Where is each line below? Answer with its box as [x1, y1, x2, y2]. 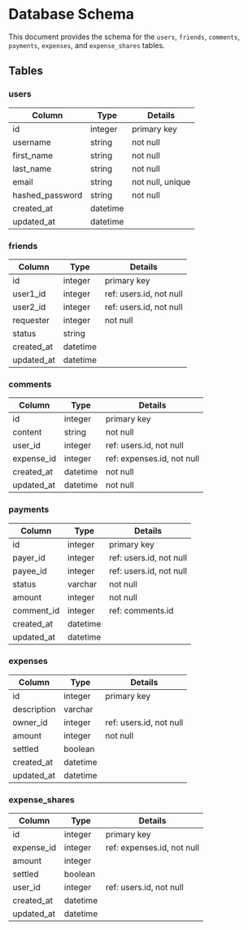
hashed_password [12, 189, 83, 200]
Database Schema [8, 5, 135, 24]
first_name [12, 150, 54, 161]
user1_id [12, 288, 46, 299]
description [12, 703, 56, 714]
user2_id [12, 301, 46, 312]
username [12, 136, 51, 147]
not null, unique [131, 176, 191, 187]
